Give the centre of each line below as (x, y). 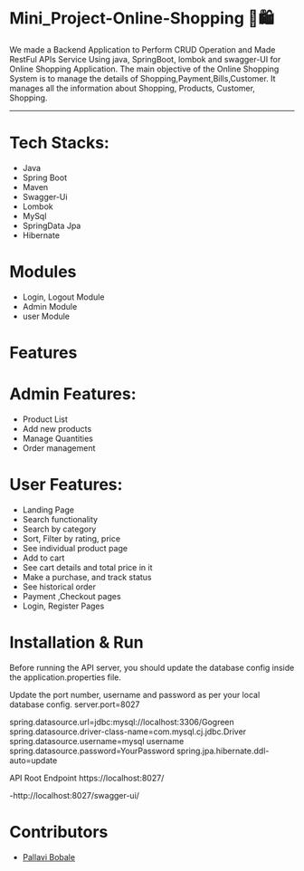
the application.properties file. (66, 677)
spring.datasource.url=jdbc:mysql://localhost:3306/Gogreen (122, 722)
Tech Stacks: (60, 143)
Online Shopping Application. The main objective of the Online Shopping (144, 69)
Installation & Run (76, 642)
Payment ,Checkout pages (71, 596)
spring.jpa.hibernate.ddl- (223, 751)
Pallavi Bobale (48, 857)
